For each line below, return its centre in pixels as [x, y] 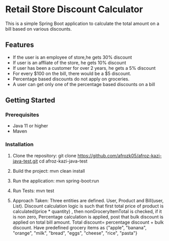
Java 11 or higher [30, 126]
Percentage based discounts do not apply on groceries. [71, 79]
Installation [20, 145]
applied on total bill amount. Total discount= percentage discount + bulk [88, 222]
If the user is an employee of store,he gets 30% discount [72, 57]
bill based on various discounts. [39, 29]
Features [20, 45]
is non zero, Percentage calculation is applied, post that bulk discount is [88, 217]
